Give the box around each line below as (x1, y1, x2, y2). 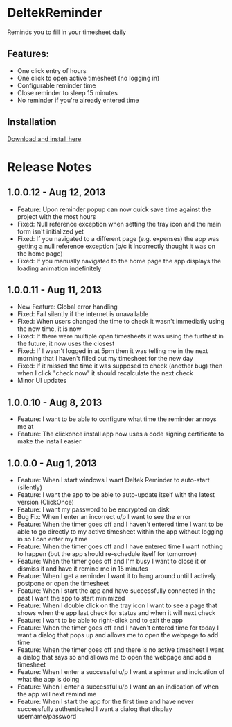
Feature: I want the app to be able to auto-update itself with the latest (17, 491, 215, 498)
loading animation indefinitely (17, 264, 102, 272)
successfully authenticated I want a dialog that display (17, 705, 172, 713)
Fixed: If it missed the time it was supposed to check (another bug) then (17, 361, 223, 370)
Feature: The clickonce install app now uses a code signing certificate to (17, 430, 224, 439)
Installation (7, 116, 57, 128)
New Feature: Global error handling (17, 302, 118, 311)
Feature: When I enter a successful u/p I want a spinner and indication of (17, 668, 225, 676)
